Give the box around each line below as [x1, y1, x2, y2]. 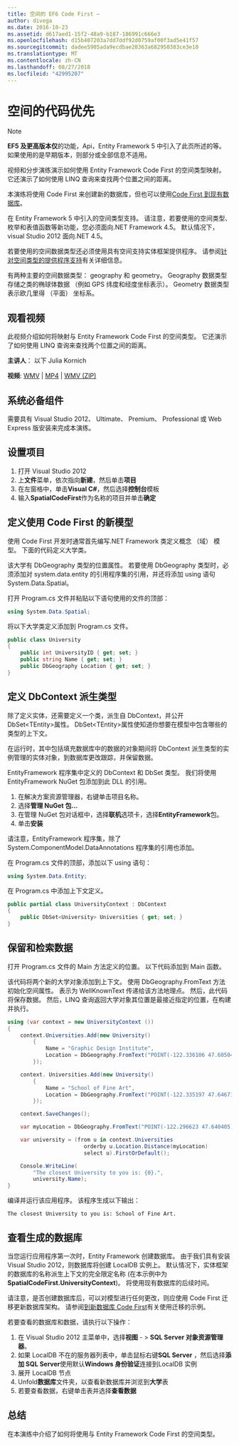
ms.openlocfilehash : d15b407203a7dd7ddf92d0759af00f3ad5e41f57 [7, 37, 199, 44]
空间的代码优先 [7, 103, 95, 119]
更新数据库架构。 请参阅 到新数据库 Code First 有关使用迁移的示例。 [13, 1303, 210, 1311]
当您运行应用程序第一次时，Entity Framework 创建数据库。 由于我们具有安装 [7, 1252, 231, 1260]
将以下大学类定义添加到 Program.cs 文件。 [7, 622, 132, 630]
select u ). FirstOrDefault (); [83, 1150, 171, 1157]
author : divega [7, 17, 53, 24]
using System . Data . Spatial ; [7, 608, 91, 615]
